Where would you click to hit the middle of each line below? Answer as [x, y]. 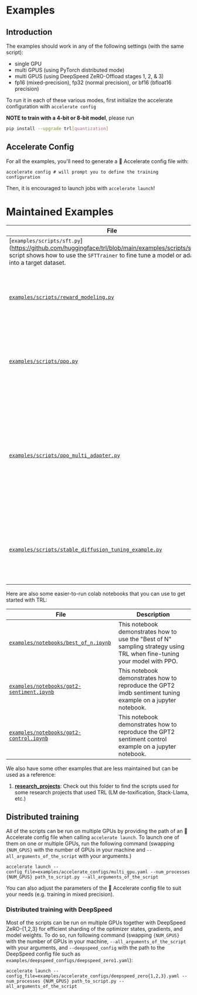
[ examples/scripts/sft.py [45, 240]
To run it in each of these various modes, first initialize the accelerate [89, 100]
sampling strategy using [151, 646]
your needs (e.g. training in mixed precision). [60, 894]
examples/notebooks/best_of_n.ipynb [60, 643]
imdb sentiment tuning [149, 692]
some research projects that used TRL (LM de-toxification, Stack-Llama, [102, 792]
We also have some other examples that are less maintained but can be [92, 768]
